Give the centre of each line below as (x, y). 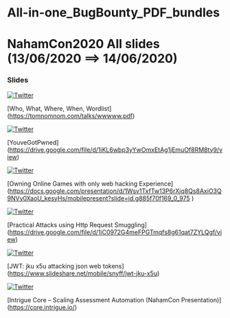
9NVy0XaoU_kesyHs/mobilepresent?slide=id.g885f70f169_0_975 (99, 198)
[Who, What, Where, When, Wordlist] (59, 109)
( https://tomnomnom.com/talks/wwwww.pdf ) (71, 115)
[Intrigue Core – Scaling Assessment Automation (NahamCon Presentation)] (114, 299)
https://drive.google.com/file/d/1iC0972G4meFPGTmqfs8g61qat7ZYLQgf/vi (116, 232)
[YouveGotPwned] (33, 142)
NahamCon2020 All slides (83, 44)
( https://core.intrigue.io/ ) (42, 307)
